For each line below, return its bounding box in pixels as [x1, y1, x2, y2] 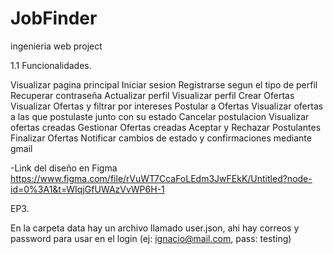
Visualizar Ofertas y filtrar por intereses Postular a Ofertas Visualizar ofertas [10, 100, 324, 112]
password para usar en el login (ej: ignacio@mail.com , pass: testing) [10, 232, 292, 244]
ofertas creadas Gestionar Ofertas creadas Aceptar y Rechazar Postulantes [10, 121, 322, 133]
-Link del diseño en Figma [10, 162, 118, 174]
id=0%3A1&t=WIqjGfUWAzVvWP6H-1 [10, 183, 165, 195]
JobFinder [10, 7, 98, 30]
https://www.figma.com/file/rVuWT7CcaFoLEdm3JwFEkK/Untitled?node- [10, 172, 313, 184]
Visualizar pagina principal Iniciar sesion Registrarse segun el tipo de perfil [10, 78, 318, 91]
